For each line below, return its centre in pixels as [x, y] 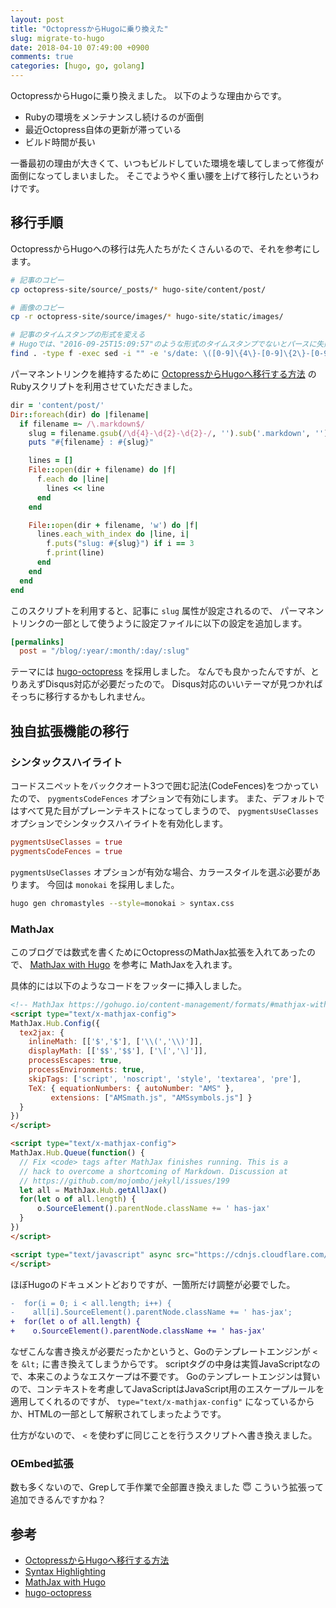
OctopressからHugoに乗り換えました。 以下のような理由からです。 [148, 95]
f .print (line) [75, 553]
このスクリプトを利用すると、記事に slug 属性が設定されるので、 [144, 610]
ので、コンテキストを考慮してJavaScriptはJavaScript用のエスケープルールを [167, 1389]
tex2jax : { [42, 1032]
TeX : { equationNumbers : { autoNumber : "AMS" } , [131, 1088]
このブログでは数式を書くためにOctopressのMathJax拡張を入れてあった [159, 952]
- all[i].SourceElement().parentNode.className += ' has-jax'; [151, 1312]
